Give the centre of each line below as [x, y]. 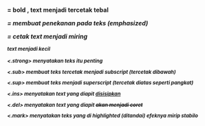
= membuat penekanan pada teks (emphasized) [78, 23]
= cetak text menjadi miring [47, 36]
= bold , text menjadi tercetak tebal [58, 10]
